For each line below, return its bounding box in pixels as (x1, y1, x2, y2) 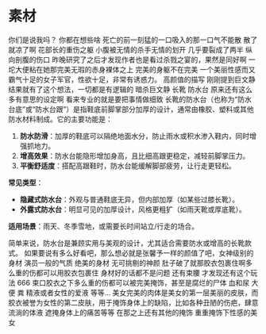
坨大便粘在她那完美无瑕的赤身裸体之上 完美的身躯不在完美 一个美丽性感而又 (8, 64, 256, 74)
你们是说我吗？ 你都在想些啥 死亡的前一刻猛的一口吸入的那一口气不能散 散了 (8, 35, 258, 44)
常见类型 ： (8, 178, 44, 187)
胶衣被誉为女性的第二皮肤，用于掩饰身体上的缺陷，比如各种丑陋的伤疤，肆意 (8, 298, 259, 307)
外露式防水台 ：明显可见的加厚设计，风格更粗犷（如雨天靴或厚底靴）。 (19, 204, 246, 214)
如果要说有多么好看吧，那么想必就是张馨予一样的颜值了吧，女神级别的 (23, 248, 254, 258)
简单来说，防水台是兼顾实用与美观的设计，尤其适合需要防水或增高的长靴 (8, 238, 245, 248)
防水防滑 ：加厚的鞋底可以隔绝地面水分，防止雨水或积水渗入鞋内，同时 (19, 131, 250, 140)
